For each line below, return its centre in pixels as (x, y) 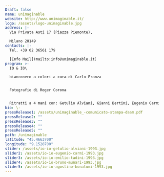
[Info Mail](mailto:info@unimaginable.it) (53, 59)
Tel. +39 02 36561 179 (32, 50)
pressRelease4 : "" (24, 126)
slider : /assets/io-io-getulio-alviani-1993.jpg (55, 149)
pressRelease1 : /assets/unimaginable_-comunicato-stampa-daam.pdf (74, 112)
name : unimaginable (25, 14)
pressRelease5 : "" (24, 131)
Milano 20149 (23, 41)
